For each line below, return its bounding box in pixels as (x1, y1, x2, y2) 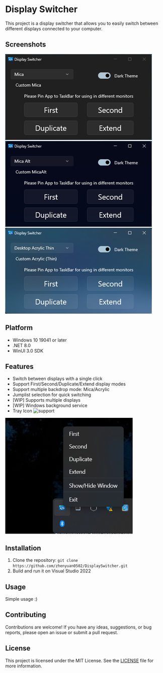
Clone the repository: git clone (12, 557, 78, 563)
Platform (5, 323, 33, 332)
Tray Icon (12, 408, 33, 414)
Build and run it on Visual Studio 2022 (12, 568, 91, 574)
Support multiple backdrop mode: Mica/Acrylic (12, 387, 110, 393)
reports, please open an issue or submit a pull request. (5, 629, 118, 635)
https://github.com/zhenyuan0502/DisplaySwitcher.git (12, 563, 128, 569)
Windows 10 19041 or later (12, 337, 67, 343)
